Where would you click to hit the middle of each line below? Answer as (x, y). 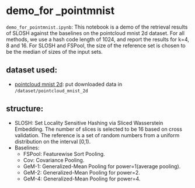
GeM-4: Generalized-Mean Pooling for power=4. (82, 179)
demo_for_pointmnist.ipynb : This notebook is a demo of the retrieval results (97, 27)
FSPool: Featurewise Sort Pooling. (64, 154)
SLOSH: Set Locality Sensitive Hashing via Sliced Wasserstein (89, 123)
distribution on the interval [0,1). (53, 141)
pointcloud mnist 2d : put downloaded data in (68, 84)
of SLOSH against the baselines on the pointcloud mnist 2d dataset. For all (95, 33)
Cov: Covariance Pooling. (54, 160)
